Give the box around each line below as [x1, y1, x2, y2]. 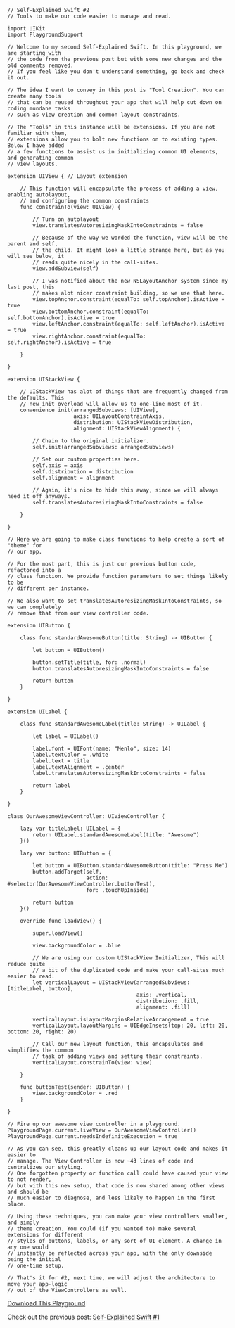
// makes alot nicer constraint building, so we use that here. [32, 290, 225, 297]
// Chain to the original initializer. [32, 438, 150, 445]
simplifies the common [7, 1047, 74, 1054]
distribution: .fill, [136, 997, 200, 1004]
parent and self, [7, 241, 58, 248]
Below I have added [7, 142, 65, 149]
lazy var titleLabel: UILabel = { [20, 825, 121, 832]
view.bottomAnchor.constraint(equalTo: [32, 308, 150, 315]
